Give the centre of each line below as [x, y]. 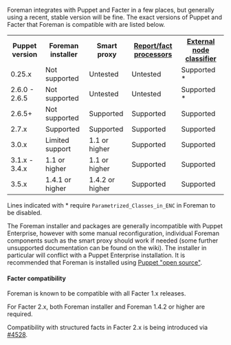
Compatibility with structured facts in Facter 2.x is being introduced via [108, 327]
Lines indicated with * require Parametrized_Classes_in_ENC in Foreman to [111, 205]
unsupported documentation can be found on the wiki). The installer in [107, 248]
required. [20, 314]
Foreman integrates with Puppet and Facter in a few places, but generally [111, 10]
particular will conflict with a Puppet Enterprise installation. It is [96, 255]
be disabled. [25, 213]
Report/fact [153, 46]
